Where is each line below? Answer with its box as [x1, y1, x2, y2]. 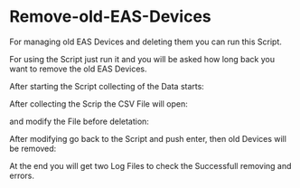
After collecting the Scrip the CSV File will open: [9, 98, 188, 109]
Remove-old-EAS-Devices [9, 6, 212, 27]
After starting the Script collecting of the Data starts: [9, 80, 205, 91]
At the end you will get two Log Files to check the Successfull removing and [9, 160, 292, 171]
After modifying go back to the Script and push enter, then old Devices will [9, 133, 287, 144]
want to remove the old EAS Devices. [9, 63, 147, 74]
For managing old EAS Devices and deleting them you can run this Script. [9, 36, 282, 47]
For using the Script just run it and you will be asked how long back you [9, 53, 276, 64]
